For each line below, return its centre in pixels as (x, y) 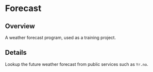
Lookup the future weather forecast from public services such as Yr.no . (77, 64)
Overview (20, 26)
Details (16, 53)
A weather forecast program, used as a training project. (60, 37)
